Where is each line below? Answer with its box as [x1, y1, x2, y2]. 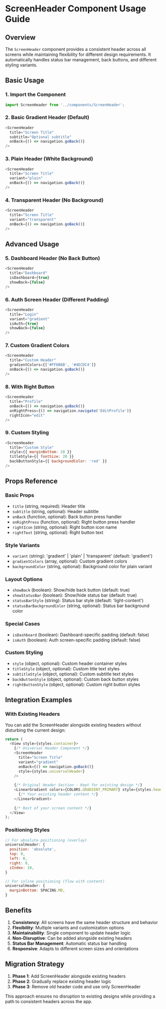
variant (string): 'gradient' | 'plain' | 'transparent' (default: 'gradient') [12, 553, 153, 559]
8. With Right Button [5, 383, 55, 390]
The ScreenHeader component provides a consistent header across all [5, 46, 147, 52]
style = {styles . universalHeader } [18, 769, 85, 774]
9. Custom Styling [5, 429, 49, 436]
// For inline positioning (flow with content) [5, 878, 105, 884]
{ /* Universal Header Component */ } [14, 746, 90, 751]
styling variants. [5, 62, 38, 68]
